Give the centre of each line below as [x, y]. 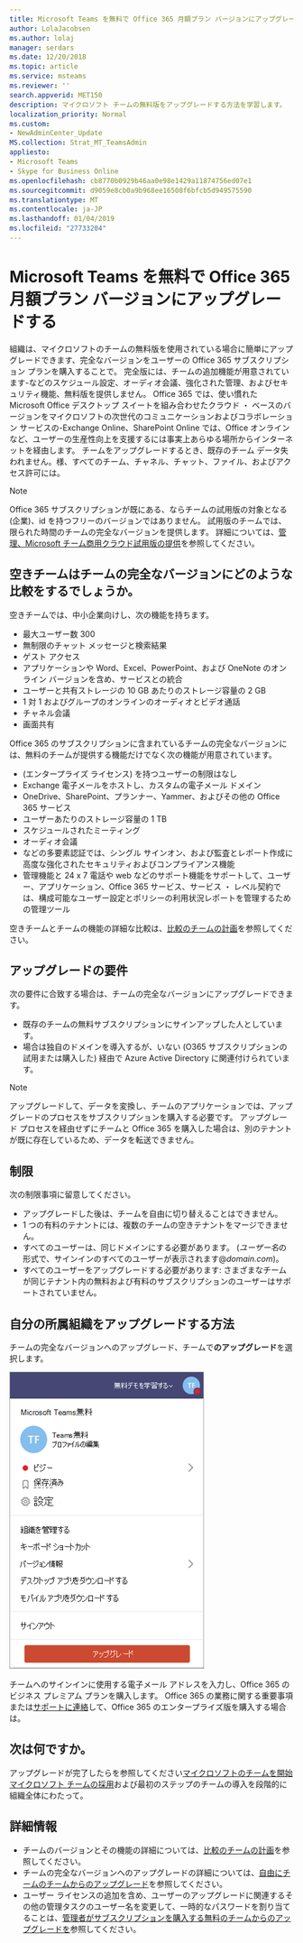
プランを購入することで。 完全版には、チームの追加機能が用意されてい [158, 371]
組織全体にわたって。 [49, 1795]
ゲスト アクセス [51, 656]
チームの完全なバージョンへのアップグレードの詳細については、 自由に [152, 1873]
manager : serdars [42, 48]
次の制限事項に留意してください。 [73, 1194]
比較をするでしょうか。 [74, 591]
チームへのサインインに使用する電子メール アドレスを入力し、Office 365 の [150, 1685]
